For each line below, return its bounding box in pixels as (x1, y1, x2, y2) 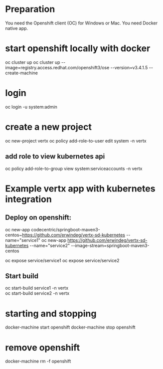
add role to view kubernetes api (5, 152, 105, 161)
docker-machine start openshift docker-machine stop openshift (5, 324, 136, 330)
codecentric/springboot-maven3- (31, 226, 101, 232)
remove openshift (5, 342, 80, 353)
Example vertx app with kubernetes (5, 183, 156, 194)
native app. (5, 25, 28, 31)
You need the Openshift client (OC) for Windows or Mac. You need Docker (5, 20, 158, 26)
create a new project (5, 121, 92, 133)
